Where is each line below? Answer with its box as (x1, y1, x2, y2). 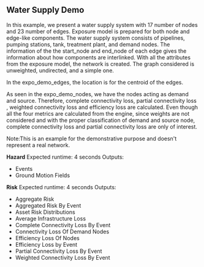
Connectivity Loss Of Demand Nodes (15, 228, 110, 235)
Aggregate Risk (15, 195, 55, 203)
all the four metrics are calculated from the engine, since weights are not (6, 110, 190, 117)
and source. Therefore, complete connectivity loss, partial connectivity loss (6, 97, 197, 104)
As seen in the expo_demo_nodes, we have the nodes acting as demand (6, 90, 189, 97)
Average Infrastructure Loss (15, 214, 86, 222)
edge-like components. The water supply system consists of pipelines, (6, 34, 185, 42)
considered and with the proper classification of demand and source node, (6, 116, 195, 124)
